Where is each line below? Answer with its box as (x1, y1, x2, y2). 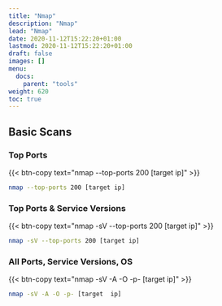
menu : (8, 65, 27, 73)
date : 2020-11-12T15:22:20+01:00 (8, 34, 122, 43)
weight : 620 (8, 87, 49, 96)
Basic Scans (8, 125, 72, 139)
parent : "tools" (23, 80, 79, 88)
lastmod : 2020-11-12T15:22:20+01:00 (8, 42, 133, 50)
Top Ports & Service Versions (8, 202, 126, 213)
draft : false (8, 50, 53, 58)
